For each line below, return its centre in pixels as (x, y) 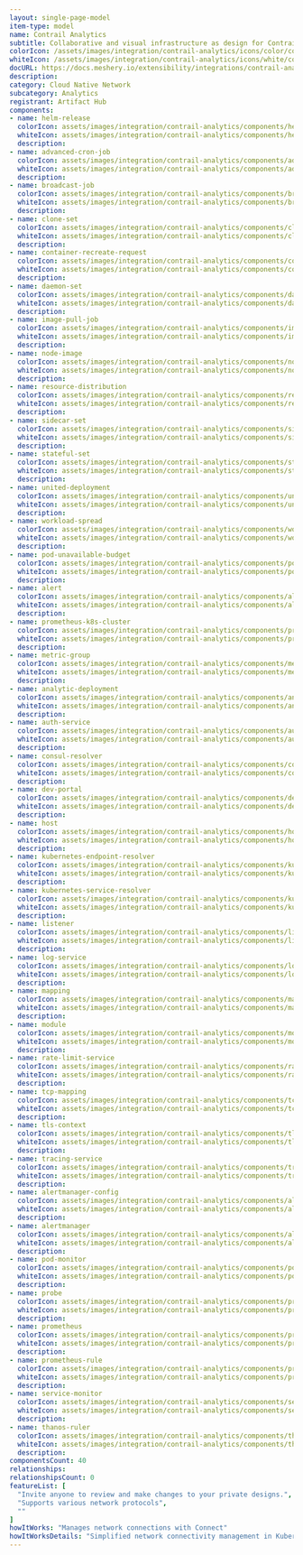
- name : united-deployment (60, 487)
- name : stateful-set (50, 454)
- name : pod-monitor (48, 1260)
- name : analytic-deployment (64, 689)
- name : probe (36, 1293)
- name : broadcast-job (52, 186)
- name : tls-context (48, 1125)
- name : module (38, 1024)
